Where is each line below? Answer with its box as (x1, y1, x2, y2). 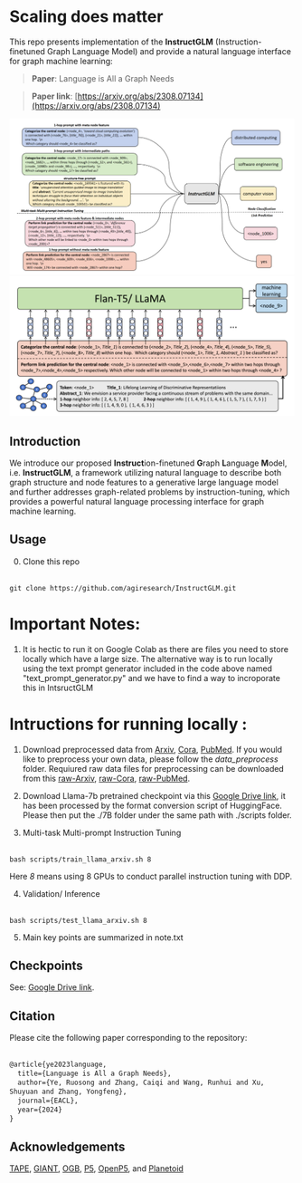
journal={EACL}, (17, 1096, 79, 1106)
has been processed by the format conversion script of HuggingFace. (22, 800, 283, 811)
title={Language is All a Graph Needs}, (17, 1069, 172, 1079)
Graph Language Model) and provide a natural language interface (46, 45, 292, 56)
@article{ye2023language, (9, 1060, 107, 1070)
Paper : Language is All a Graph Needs (31, 72, 175, 83)
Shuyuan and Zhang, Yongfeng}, (9, 1087, 127, 1097)
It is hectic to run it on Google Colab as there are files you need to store (22, 643, 289, 654)
